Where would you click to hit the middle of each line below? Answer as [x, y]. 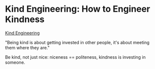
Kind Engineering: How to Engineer [78, 9]
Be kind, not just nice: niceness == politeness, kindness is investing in [75, 57]
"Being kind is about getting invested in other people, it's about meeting [77, 42]
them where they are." [27, 47]
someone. [15, 62]
